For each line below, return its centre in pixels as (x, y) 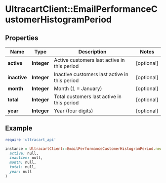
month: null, (23, 162)
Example (19, 128)
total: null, (23, 167)
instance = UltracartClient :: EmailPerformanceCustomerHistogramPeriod (79, 149)
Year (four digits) (73, 111)
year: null (21, 172)
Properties (22, 38)
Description (92, 52)
